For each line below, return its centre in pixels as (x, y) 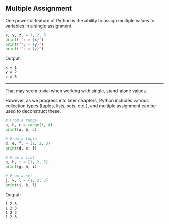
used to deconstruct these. (33, 111)
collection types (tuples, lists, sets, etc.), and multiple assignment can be (81, 106)
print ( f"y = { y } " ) (24, 44)
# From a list (20, 157)
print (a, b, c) (21, 130)
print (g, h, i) (21, 167)
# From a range (21, 120)
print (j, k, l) (21, 185)
